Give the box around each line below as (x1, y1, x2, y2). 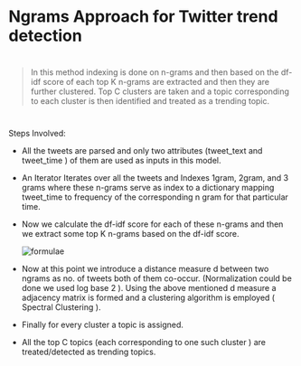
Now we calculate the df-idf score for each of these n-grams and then (21, 219, 284, 230)
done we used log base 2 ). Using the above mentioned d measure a (21, 282, 277, 293)
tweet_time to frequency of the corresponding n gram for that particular (21, 192, 288, 202)
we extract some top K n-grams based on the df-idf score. (21, 228, 240, 239)
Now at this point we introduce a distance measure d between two (21, 263, 269, 274)
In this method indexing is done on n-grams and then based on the (30, 67, 279, 78)
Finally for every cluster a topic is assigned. (21, 319, 184, 330)
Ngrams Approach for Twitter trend (8, 6, 278, 27)
